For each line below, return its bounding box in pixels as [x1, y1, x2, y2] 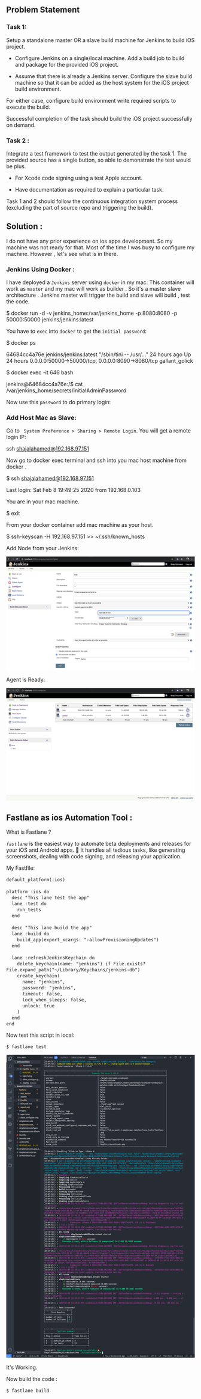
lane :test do [11, 901, 47, 907]
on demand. [6, 121, 36, 129]
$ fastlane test [6, 1044, 47, 1050]
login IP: [6, 434, 26, 441]
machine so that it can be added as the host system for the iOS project [14, 79, 190, 86]
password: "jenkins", [22, 985, 77, 991]
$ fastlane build [6, 1388, 50, 1394]
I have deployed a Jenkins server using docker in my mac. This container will [6, 279, 194, 286]
